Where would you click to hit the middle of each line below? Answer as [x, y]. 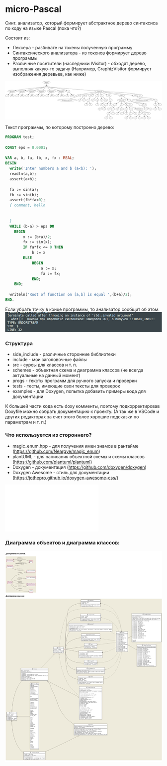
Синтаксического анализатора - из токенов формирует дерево [79, 53]
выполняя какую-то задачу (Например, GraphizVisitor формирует [82, 69]
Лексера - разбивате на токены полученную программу [72, 47]
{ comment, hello [28, 205]
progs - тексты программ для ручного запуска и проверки [75, 381]
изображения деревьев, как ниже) [49, 74]
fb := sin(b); [24, 195]
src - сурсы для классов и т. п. [45, 365]
